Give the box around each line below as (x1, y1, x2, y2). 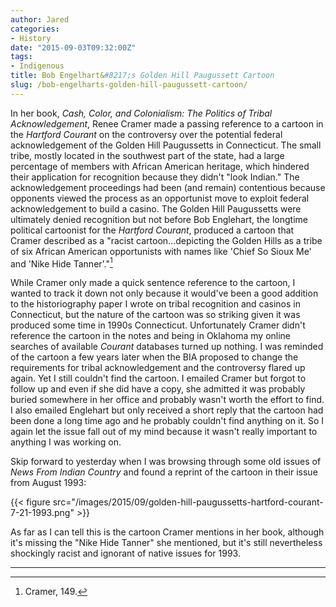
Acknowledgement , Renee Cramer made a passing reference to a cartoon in (10, 117, 324, 130)
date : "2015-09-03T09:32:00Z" (10, 42, 137, 53)
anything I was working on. (10, 436, 122, 448)
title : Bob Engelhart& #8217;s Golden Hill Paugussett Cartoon (10, 71, 275, 81)
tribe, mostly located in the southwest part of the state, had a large (10, 149, 285, 161)
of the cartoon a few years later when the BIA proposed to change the (10, 351, 299, 363)
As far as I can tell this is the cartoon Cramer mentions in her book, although (10, 526, 325, 538)
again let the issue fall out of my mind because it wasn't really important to (10, 426, 318, 438)
